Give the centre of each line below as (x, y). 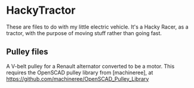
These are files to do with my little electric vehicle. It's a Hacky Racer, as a (98, 27)
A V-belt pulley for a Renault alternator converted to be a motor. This (90, 66)
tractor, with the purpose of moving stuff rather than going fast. (84, 33)
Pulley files (27, 52)
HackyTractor (41, 10)
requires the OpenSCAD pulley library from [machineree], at (80, 73)
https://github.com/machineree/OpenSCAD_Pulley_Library (78, 78)
